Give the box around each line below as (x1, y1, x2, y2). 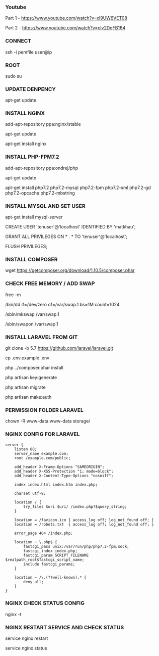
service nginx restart (5, 635, 48, 641)
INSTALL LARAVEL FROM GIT (5, 334, 78, 341)
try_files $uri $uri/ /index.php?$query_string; (23, 504, 127, 509)
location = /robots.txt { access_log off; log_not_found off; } (14, 522, 154, 527)
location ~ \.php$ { (14, 539, 57, 544)
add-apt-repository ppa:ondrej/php (5, 165, 78, 171)
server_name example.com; (14, 451, 69, 456)
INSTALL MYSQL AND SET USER (5, 202, 86, 209)
